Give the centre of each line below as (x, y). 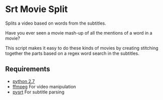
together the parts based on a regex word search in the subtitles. (72, 53)
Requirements (28, 69)
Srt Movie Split (37, 9)
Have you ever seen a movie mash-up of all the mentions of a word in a (79, 33)
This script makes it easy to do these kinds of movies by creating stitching (82, 48)
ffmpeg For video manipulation (44, 86)
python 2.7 (24, 81)
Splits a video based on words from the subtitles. (56, 23)
